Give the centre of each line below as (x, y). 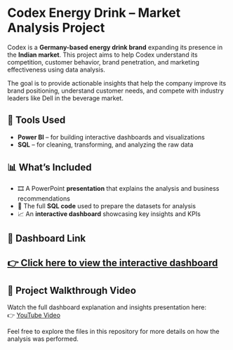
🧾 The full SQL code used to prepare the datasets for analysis (107, 206)
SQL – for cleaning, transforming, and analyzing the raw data (105, 144)
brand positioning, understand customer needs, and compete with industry (116, 90)
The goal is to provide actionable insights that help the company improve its (117, 83)
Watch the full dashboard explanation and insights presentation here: (107, 307)
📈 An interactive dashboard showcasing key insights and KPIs (109, 214)
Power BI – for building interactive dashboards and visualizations (111, 137)
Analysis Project (56, 28)
